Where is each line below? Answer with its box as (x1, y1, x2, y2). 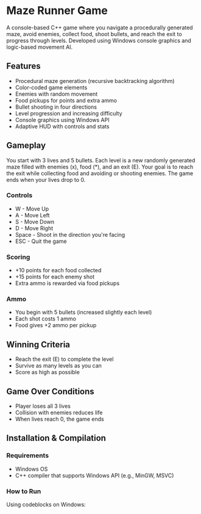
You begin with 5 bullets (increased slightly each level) (15, 309, 152, 316)
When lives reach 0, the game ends (15, 416, 105, 423)
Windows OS (15, 465, 48, 472)
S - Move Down (15, 218, 55, 225)
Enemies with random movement (15, 90, 98, 98)
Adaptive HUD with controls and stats (15, 123, 110, 130)
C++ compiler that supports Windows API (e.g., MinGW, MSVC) (15, 471, 174, 479)
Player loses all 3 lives (15, 402, 71, 410)
